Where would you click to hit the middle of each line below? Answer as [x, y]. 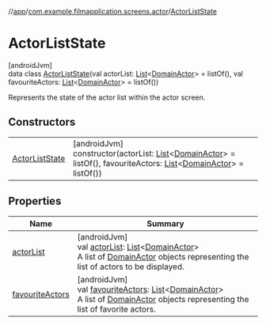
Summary [165, 223]
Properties [35, 201]
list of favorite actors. [116, 309]
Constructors [42, 122]
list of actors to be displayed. [131, 266]
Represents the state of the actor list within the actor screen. [107, 97]
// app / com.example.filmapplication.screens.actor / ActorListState [113, 11]
